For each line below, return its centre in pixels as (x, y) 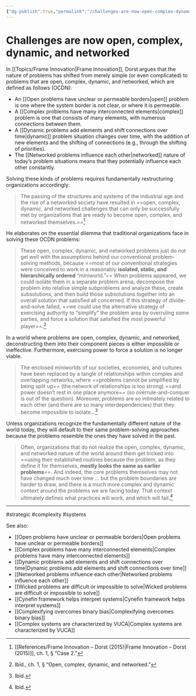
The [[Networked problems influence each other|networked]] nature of (100, 155)
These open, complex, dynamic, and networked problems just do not (103, 251)
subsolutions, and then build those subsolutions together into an (97, 294)
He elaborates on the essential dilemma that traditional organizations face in (97, 233)
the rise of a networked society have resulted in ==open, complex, (100, 202)
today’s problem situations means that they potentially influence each (98, 161)
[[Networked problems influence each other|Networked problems (93, 574)
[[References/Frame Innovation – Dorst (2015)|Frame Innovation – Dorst (100, 647)
